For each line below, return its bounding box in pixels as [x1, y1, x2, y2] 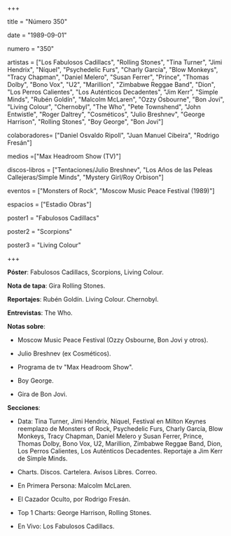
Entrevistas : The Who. [7, 309, 73, 317]
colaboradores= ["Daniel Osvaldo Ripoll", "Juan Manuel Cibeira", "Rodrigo [7, 131, 220, 139]
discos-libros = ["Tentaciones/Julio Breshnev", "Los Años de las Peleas [7, 166, 213, 174]
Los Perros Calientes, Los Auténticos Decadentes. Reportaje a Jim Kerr [17, 447, 223, 455]
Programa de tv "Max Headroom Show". [17, 363, 134, 371]
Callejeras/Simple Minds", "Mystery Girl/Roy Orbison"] [7, 173, 164, 181]
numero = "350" [7, 45, 55, 52]
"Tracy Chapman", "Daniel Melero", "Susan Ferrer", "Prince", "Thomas [7, 73, 209, 81]
